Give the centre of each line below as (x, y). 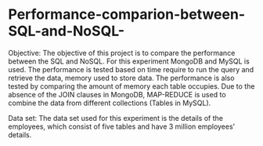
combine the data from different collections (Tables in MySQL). (110, 103)
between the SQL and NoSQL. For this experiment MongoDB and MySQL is (129, 61)
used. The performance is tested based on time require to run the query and (131, 69)
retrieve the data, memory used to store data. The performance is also (121, 78)
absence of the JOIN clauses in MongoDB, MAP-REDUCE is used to (117, 94)
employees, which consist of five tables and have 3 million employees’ (121, 126)
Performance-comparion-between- (126, 15)
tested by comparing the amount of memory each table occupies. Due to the (131, 86)
